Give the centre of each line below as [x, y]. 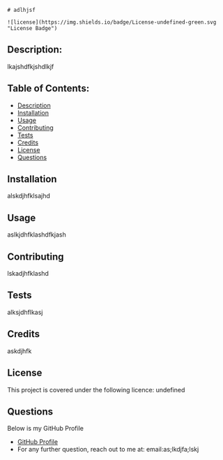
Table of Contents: [48, 88]
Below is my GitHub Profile [45, 429]
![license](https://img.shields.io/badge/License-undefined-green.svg [112, 22]
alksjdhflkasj [25, 312]
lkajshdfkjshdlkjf [31, 66]
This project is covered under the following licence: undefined [96, 389]
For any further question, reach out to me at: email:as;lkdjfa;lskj [108, 450]
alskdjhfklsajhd [29, 196]
